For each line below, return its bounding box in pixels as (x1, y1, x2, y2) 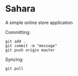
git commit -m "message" (5, 43, 57, 48)
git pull (5, 66, 24, 71)
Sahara (5, 3, 36, 14)
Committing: (5, 29, 31, 35)
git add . (5, 38, 26, 44)
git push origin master (5, 47, 55, 52)
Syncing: (5, 56, 24, 62)
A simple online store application (5, 19, 73, 25)
